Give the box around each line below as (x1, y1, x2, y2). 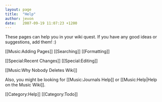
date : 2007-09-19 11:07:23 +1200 (5, 20, 78, 26)
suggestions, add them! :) (5, 39, 57, 45)
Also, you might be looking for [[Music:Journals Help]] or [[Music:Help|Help (5, 77, 157, 83)
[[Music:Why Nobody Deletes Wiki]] (5, 68, 78, 73)
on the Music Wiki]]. (5, 82, 45, 88)
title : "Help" (5, 12, 36, 17)
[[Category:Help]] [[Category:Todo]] (5, 91, 78, 97)
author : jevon (5, 16, 34, 21)
